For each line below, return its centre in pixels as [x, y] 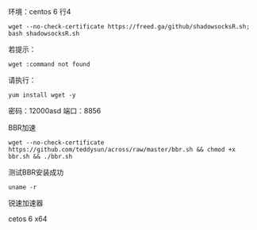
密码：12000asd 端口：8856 [55, 111]
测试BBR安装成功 [36, 172]
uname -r [23, 187]
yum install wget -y [42, 95]
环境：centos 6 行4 [40, 11]
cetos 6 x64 [28, 219]
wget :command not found [49, 64]
